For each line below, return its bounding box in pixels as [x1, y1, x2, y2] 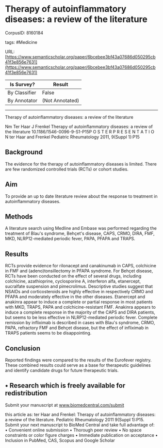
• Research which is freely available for [5, 381, 126, 390]
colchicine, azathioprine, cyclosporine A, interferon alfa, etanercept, [5, 279, 141, 284]
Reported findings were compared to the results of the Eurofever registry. [5, 357, 152, 363]
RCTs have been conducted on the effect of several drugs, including [5, 273, 142, 279]
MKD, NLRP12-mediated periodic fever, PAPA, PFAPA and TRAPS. [5, 236, 136, 242]
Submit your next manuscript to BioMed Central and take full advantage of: [5, 422, 155, 428]
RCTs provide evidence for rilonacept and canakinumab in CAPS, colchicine [5, 263, 157, 269]
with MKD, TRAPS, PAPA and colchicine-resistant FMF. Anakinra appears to [5, 304, 156, 310]
